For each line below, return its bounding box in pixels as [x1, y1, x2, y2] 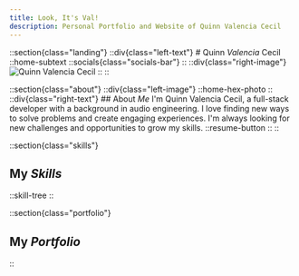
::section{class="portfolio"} [9, 208, 111, 219]
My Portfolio [9, 233, 82, 250]
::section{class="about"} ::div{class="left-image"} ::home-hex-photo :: [9, 84, 274, 94]
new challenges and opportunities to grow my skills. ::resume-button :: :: [9, 122, 279, 133]
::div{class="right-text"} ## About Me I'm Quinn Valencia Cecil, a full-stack [9, 93, 289, 104]
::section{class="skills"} [9, 140, 100, 151]
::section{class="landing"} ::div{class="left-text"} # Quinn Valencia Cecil [9, 46, 281, 57]
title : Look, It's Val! [9, 13, 100, 23]
